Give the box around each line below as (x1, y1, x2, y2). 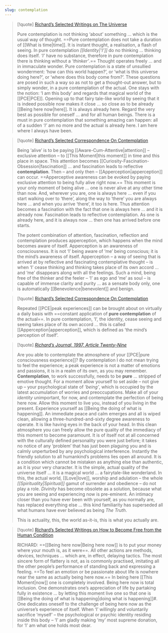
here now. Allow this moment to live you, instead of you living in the (17, 400, 157, 406)
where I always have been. (17, 127, 72, 134)
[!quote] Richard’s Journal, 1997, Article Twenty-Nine (17, 342, 127, 348)
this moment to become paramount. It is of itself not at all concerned (17, 432, 159, 438)
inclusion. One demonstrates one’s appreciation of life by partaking (17, 585, 156, 591)
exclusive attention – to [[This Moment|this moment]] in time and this (17, 152, 160, 159)
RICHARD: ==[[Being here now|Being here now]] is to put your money (17, 542, 162, 548)
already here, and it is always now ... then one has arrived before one (17, 217, 160, 223)
